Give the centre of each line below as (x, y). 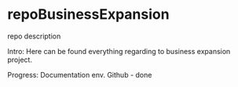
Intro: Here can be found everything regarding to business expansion (119, 51)
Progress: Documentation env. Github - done (80, 74)
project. (20, 60)
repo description (34, 36)
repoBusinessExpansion (88, 14)
